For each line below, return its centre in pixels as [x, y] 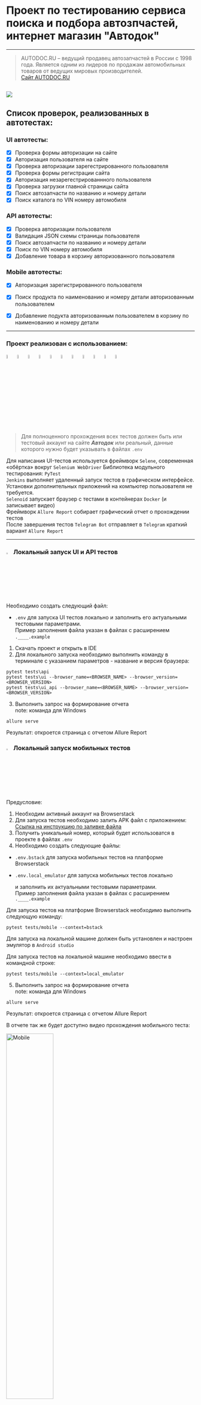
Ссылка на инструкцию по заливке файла [68, 826]
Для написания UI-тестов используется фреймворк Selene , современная [100, 461]
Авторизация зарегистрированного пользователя [78, 285]
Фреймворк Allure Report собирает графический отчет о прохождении [98, 512]
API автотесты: [29, 216]
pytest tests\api [28, 672]
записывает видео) [31, 506]
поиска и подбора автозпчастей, [92, 23]
